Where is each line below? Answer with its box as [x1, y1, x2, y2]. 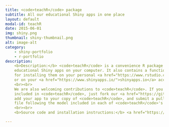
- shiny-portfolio [14, 49, 53, 54]
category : [5, 45, 26, 50]
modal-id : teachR [5, 21, 42, 27]
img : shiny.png [5, 31, 37, 36]
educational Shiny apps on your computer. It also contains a [14, 68, 147, 73]
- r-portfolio [14, 54, 44, 59]
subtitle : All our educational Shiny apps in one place [5, 12, 125, 17]
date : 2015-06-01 [5, 26, 42, 31]
